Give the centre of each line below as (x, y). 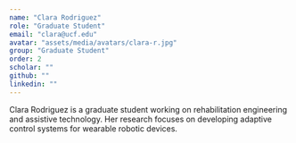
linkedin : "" (33, 84)
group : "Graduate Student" (59, 51)
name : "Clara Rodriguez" (55, 17)
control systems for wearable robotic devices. (94, 128)
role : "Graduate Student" (57, 26)
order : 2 (25, 59)
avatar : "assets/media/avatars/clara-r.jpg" (93, 42)
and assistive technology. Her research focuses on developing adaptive (140, 119)
